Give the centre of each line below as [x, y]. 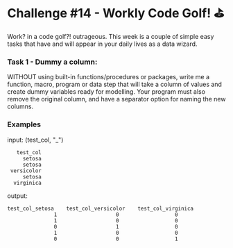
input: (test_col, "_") [35, 140]
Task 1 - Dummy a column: [52, 62]
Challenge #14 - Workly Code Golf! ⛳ [116, 14]
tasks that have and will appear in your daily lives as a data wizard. [102, 44]
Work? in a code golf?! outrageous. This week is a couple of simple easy [111, 36]
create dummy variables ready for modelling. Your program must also [106, 92]
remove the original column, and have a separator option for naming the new [116, 99]
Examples [24, 124]
